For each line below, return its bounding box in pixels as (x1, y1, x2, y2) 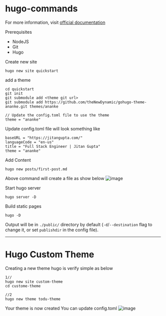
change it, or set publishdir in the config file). (5, 227, 99, 233)
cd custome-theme (5, 283, 41, 288)
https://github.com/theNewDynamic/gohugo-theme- (44, 100, 147, 105)
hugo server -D (5, 194, 37, 199)
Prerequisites (5, 29, 32, 35)
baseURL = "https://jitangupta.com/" (5, 135, 83, 140)
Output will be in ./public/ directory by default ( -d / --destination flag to (5, 221, 152, 227)
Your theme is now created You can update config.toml (5, 305, 117, 311)
